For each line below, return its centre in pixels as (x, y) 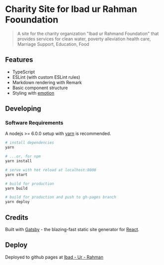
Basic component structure (40, 88)
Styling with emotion (33, 93)
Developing (23, 109)
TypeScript (24, 72)
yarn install (19, 161)
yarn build (16, 188)
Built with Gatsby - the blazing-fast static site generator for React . (72, 229)
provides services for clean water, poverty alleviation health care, (84, 39)
